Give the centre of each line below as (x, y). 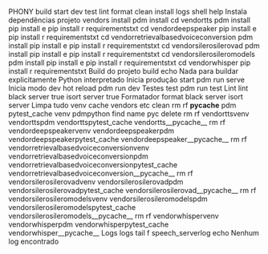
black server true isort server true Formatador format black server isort (126, 97)
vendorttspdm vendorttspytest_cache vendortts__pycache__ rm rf (117, 122)
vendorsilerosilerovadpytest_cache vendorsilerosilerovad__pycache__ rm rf (132, 190)
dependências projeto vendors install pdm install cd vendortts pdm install (130, 20)
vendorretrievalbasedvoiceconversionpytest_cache (93, 165)
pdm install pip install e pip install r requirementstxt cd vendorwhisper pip (130, 62)
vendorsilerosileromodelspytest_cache (72, 207)
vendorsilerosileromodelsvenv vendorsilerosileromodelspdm (108, 199)
